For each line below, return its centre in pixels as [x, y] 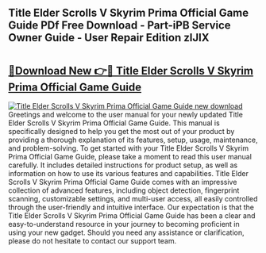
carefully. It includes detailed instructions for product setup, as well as [123, 165]
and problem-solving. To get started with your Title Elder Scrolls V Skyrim [128, 148]
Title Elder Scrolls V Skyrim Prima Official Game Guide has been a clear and [132, 216]
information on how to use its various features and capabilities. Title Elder [128, 173]
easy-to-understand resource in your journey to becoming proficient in [124, 224]
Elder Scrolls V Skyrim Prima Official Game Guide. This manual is [114, 123]
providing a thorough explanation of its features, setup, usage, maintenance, [133, 140]
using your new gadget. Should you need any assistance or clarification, [126, 232]
